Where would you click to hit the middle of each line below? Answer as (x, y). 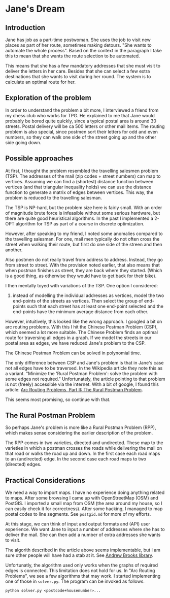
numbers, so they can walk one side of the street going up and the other (81, 137)
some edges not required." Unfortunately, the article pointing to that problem (85, 379)
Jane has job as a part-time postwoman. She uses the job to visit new (78, 40)
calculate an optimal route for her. (41, 82)
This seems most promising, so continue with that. (58, 400)
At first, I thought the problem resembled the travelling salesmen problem (82, 171)
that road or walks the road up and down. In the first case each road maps (83, 454)
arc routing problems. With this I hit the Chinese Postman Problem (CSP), (81, 327)
